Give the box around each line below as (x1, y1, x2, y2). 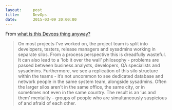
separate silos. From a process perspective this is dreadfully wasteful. (17, 51, 166, 58)
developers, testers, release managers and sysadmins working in (17, 46, 156, 52)
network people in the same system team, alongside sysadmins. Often (17, 78, 167, 85)
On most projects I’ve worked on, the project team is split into (17, 41, 148, 47)
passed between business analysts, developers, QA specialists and (17, 62, 160, 69)
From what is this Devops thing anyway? (5, 31, 91, 37)
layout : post (5, 7, 43, 13)
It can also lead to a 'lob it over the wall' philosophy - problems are (17, 57, 159, 63)
